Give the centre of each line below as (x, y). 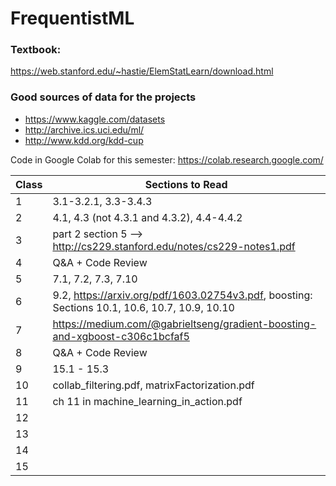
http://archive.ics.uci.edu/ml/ (84, 129)
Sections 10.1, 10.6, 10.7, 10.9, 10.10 (143, 307)
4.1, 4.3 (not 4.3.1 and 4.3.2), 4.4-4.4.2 (147, 217)
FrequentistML (72, 18)
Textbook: (36, 50)
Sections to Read (186, 184)
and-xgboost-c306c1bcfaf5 (121, 336)
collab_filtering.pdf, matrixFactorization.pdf (153, 385)
